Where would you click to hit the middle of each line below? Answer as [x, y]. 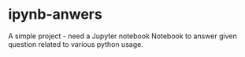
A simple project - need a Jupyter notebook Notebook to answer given [123, 36]
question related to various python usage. [76, 44]
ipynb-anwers [55, 14]
